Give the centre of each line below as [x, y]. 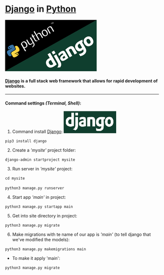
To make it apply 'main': [36, 258]
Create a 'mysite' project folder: [44, 150]
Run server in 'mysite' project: [42, 169]
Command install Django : [37, 132]
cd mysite [15, 179]
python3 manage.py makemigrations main [46, 249]
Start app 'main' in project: [39, 197]
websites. [15, 86]
